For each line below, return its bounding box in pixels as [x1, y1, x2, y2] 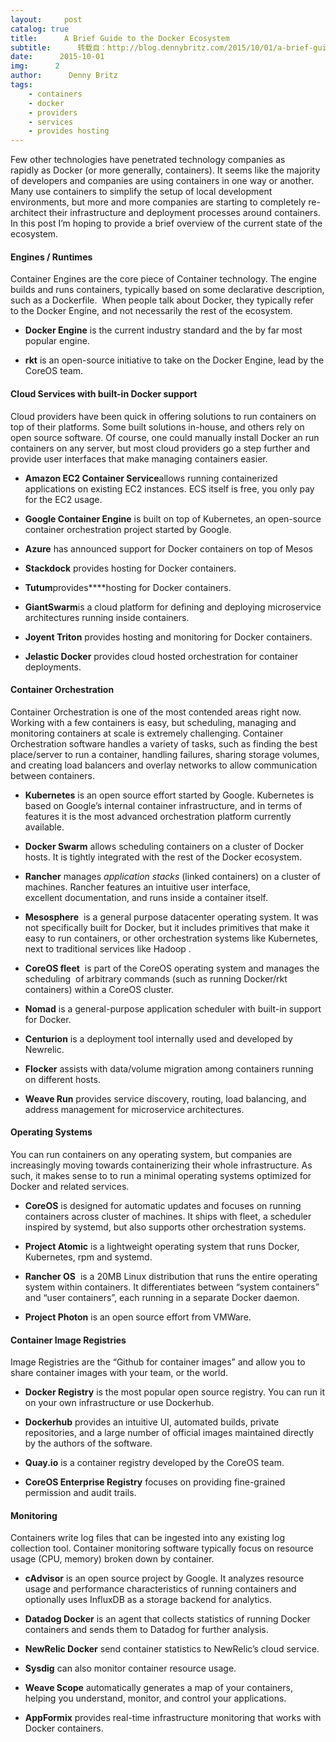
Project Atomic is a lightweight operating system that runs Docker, [24, 1240, 300, 1252]
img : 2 [10, 61, 60, 71]
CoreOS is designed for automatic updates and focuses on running [24, 1199, 302, 1211]
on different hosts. [24, 1073, 101, 1085]
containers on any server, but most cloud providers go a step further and [10, 442, 311, 454]
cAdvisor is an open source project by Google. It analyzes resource [24, 1572, 305, 1585]
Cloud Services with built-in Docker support [10, 387, 198, 400]
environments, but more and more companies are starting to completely [10, 196, 307, 208]
